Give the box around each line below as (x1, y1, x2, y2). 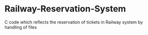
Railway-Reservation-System (4, 3, 126, 14)
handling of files (4, 24, 37, 30)
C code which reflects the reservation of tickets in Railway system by (4, 19, 143, 25)
